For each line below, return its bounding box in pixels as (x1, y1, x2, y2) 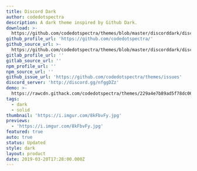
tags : (6, 96, 19, 102)
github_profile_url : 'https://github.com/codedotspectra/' (6, 36, 154, 42)
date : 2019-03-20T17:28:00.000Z (6, 156, 85, 162)
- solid (11, 107, 30, 113)
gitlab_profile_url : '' (6, 52, 64, 58)
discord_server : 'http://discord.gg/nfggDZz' (6, 80, 119, 86)
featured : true (6, 129, 43, 135)
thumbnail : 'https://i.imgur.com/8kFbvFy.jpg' (6, 112, 122, 118)
